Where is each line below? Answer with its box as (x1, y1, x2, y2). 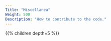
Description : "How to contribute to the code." (5, 16, 107, 21)
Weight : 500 (5, 12, 30, 17)
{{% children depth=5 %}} (5, 30, 60, 36)
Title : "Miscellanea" (5, 7, 51, 12)
